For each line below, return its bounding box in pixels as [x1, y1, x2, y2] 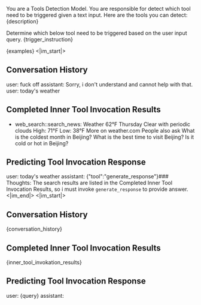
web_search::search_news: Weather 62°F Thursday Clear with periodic [14, 120, 190, 128]
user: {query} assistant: [6, 292, 64, 299]
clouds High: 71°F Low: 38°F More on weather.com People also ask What [14, 127, 195, 134]
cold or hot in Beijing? [14, 139, 69, 146]
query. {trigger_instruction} [6, 36, 74, 43]
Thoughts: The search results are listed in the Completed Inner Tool [6, 180, 172, 187]
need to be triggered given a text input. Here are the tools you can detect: [6, 11, 188, 19]
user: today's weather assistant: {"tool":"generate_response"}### [6, 173, 169, 180]
